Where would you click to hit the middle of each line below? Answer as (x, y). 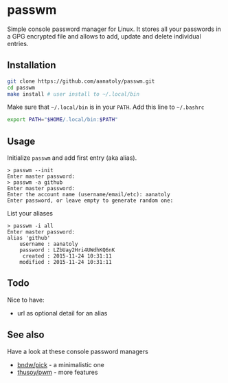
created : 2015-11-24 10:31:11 (67, 256)
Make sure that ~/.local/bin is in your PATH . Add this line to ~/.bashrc (106, 107)
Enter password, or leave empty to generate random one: (90, 201)
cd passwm (21, 87)
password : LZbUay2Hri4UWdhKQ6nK (67, 250)
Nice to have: (26, 300)
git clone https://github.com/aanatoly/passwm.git (81, 81)
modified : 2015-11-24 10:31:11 (66, 262)
